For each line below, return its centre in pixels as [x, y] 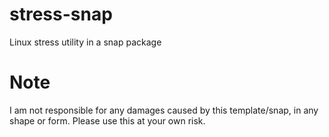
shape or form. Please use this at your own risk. [107, 120]
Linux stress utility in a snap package [85, 42]
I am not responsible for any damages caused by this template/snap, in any [164, 110]
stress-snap [61, 14]
